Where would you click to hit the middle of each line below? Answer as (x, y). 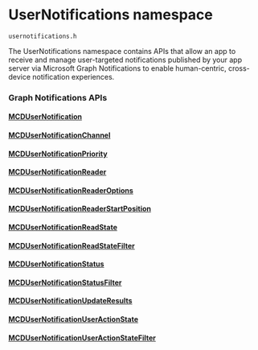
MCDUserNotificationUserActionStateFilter (82, 338)
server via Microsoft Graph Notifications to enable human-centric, (117, 68)
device (19, 76)
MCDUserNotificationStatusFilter (65, 282)
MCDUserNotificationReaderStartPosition (80, 209)
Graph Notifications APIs (58, 97)
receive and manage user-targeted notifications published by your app (125, 60)
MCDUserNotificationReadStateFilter (72, 245)
